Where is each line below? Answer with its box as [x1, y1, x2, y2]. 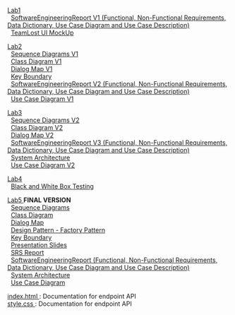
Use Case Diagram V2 [10, 161, 76, 169]
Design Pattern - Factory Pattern [10, 226, 106, 234]
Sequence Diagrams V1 [10, 49, 79, 58]
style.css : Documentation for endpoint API [7, 299, 132, 308]
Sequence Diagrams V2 [10, 116, 80, 124]
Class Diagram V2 [10, 124, 64, 131]
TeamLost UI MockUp [10, 28, 74, 37]
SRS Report [10, 249, 44, 256]
